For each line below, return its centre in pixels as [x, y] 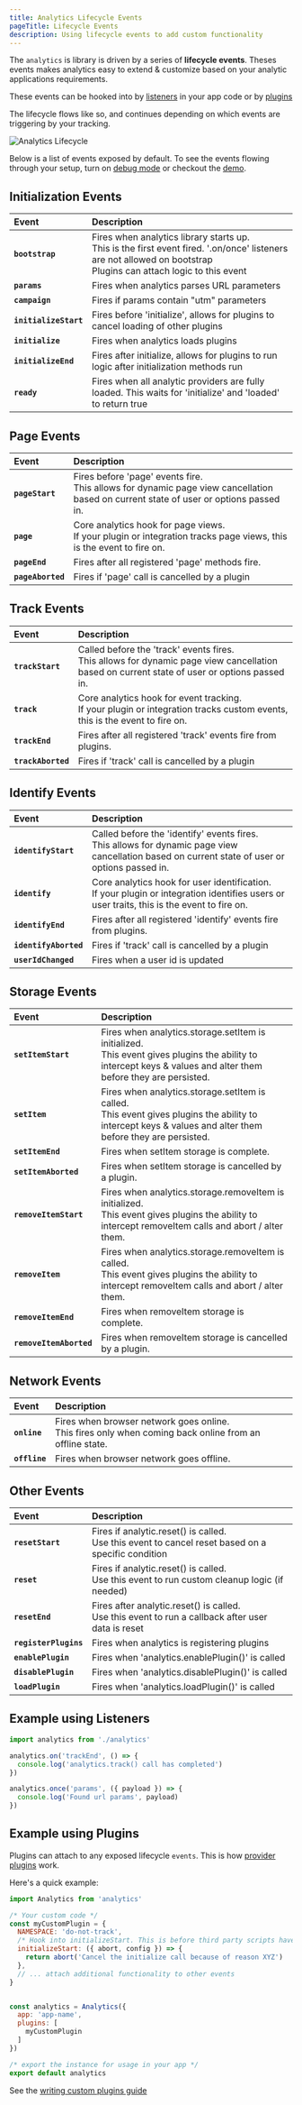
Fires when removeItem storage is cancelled [194, 1338]
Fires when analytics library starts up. [170, 237]
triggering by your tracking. [60, 124]
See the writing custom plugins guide [78, 2090]
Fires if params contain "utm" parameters [179, 300]
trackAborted [42, 761]
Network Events [55, 1381]
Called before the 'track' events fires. [156, 649]
